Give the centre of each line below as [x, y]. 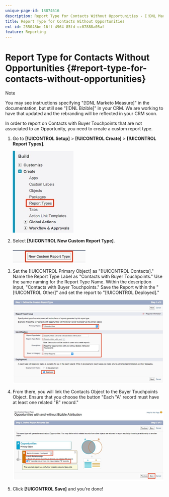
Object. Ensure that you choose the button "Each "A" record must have [86, 397]
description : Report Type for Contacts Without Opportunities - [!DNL [81, 16]
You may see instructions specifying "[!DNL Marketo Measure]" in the [77, 103]
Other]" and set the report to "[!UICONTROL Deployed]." [101, 292]
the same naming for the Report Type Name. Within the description [82, 282]
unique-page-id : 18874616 [32, 11]
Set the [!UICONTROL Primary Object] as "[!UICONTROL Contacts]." [83, 271]
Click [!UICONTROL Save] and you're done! [58, 489]
